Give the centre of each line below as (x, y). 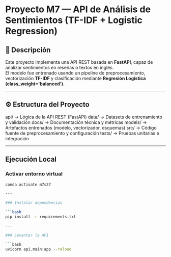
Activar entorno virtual (34, 174)
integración (17, 138)
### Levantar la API (27, 235)
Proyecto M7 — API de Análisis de (78, 9)
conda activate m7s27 (28, 185)
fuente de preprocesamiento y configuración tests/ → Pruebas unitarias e (82, 133)
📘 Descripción (28, 50)
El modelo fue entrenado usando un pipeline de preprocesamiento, (75, 73)
